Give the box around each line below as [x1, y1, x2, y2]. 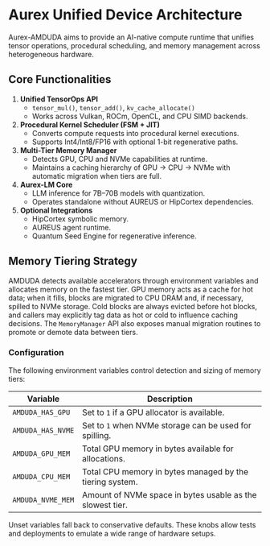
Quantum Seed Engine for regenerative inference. [31, 231, 197, 241]
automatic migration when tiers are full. [31, 171, 162, 180]
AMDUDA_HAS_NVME [12, 425, 75, 435]
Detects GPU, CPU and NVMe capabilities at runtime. [31, 154, 208, 163]
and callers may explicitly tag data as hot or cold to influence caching [8, 310, 239, 320]
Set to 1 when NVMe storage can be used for [81, 420, 252, 431]
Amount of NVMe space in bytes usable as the [81, 489, 257, 500]
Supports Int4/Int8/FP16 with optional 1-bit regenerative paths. [31, 137, 239, 147]
